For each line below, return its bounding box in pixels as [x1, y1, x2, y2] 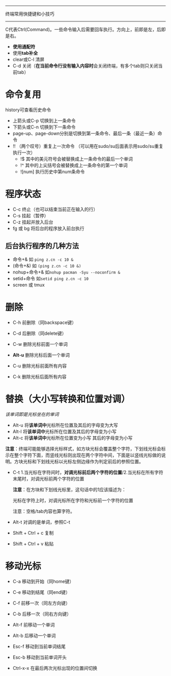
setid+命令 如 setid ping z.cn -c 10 [12, 275, 89, 281]
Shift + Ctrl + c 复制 [12, 530, 54, 536]
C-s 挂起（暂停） [12, 212, 49, 218]
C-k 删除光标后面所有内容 [12, 373, 67, 380]
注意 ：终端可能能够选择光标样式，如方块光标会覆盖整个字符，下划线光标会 [5, 445, 161, 452]
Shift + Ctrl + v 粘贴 [12, 540, 54, 546]
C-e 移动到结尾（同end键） [12, 589, 70, 595]
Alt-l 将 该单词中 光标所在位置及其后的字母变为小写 [12, 428, 117, 434]
